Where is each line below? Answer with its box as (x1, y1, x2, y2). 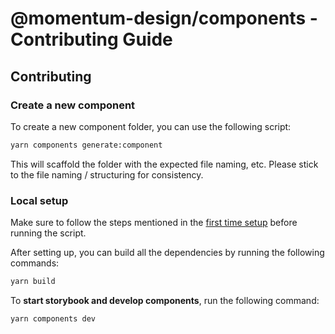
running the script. (10, 227, 87, 239)
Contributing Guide (10, 28, 173, 51)
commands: (10, 257, 60, 269)
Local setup (10, 193, 69, 207)
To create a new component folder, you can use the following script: (10, 120, 292, 132)
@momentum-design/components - (10, 7, 318, 30)
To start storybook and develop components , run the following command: (10, 294, 320, 306)
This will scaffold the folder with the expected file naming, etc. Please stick (10, 158, 319, 170)
